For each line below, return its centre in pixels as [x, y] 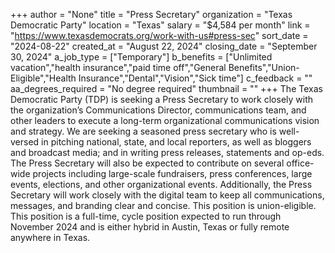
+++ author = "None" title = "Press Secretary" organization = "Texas [151, 14]
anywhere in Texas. [50, 237]
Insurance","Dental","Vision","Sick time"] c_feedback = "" [195, 78]
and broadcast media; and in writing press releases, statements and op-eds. [167, 152]
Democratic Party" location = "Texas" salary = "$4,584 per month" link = [160, 25]
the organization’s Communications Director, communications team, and [158, 110]
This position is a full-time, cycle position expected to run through [146, 216]
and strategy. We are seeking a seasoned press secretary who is [143, 131]
